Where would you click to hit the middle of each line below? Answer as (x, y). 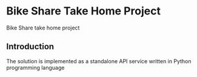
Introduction (30, 47)
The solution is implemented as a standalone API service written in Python (99, 61)
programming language (35, 67)
